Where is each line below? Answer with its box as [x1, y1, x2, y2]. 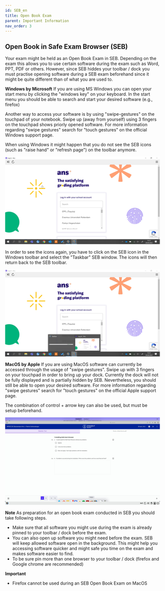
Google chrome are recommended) [12, 561, 84, 567]
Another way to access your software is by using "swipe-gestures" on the [5, 111, 155, 117]
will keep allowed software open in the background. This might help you [12, 540, 158, 546]
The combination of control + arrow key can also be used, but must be [5, 402, 148, 408]
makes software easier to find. [12, 551, 74, 557]
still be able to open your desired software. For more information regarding [5, 382, 156, 389]
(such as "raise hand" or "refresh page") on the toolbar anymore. [5, 147, 137, 153]
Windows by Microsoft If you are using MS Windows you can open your [5, 86, 152, 92]
